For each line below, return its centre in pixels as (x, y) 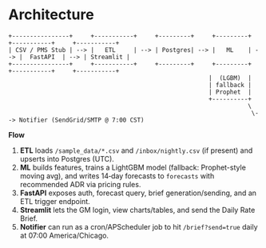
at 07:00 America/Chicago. (64, 235)
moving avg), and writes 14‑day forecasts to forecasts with (117, 176)
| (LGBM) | (230, 78)
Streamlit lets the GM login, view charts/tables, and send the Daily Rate (137, 210)
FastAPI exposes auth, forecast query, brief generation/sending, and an (138, 193)
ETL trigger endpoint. (55, 201)
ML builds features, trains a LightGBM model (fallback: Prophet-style (133, 167)
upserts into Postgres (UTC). (67, 158)
